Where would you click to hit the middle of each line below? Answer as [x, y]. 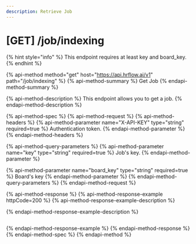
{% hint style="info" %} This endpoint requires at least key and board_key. [97, 57]
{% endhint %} [24, 63]
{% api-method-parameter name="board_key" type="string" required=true [97, 170]
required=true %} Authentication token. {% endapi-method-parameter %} [96, 128]
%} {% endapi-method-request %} [94, 182]
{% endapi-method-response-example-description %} [72, 212]
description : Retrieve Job [39, 11]
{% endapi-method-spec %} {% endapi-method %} [69, 234]
